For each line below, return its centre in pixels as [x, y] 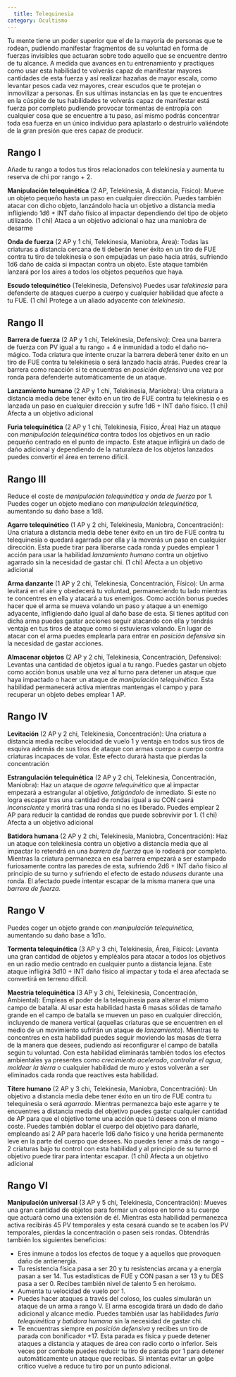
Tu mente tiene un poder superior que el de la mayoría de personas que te [115, 40]
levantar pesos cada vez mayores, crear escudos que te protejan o [104, 85]
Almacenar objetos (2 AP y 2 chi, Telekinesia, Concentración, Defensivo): [114, 657]
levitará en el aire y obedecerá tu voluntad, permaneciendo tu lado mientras [117, 590]
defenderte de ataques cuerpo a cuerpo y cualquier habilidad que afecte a [116, 293]
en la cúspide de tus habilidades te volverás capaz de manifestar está [108, 100]
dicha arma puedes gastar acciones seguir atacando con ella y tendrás [110, 621]
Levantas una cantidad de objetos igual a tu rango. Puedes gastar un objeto [117, 665]
